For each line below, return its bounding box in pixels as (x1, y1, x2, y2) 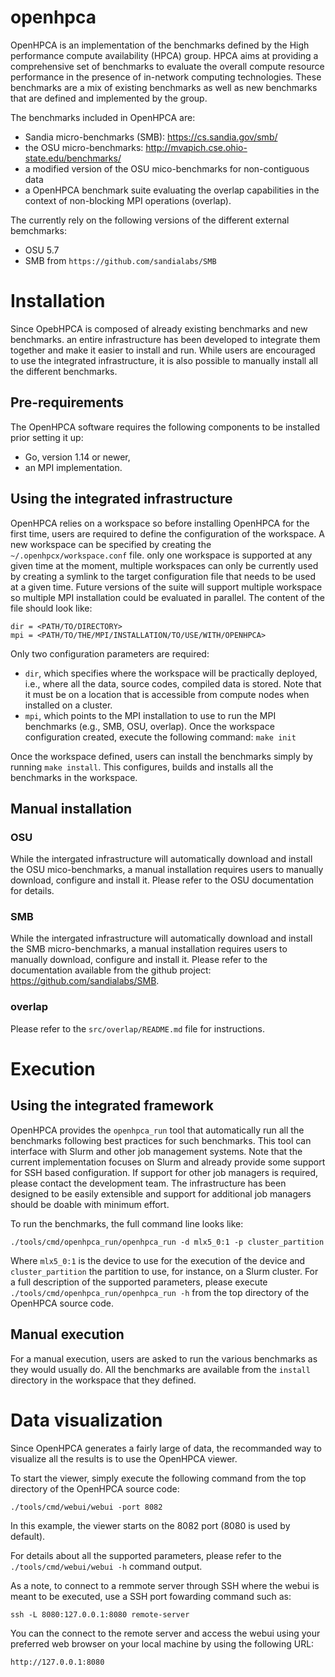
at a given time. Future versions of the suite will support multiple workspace (10, 581, 323, 593)
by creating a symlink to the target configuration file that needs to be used (10, 570, 317, 582)
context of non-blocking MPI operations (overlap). (24, 194, 232, 206)
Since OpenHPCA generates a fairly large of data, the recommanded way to (10, 1442, 322, 1454)
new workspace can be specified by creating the (10, 538, 212, 550)
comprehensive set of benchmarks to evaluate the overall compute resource (10, 60, 325, 72)
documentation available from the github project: (10, 964, 212, 976)
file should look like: (10, 602, 93, 614)
